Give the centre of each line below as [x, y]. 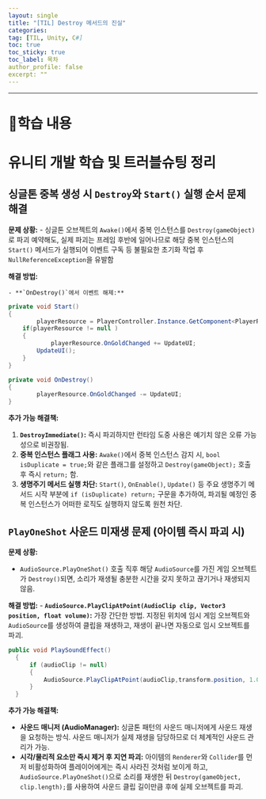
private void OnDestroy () [51, 380]
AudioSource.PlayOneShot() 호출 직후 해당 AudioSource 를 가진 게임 [124, 569]
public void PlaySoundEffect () [60, 650]
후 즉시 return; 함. [49, 474]
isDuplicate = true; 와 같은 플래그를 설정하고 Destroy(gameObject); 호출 [135, 465]
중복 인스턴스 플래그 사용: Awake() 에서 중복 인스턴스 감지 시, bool [120, 455]
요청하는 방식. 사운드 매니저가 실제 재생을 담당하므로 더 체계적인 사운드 [137, 737]
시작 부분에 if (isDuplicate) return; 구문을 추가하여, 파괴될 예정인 [141, 494]
